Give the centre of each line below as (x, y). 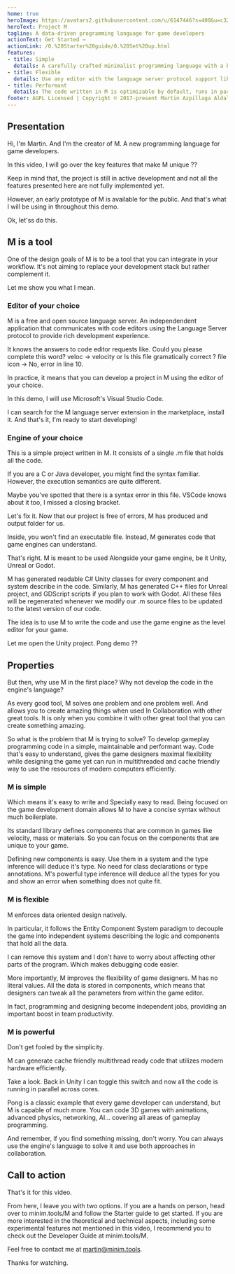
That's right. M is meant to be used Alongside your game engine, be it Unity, (117, 558)
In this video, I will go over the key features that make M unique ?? (102, 164)
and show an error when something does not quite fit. (85, 881)
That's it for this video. (40, 1192)
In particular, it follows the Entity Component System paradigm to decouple (115, 928)
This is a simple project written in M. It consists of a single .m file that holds (115, 453)
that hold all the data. (38, 943)
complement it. (29, 274)
